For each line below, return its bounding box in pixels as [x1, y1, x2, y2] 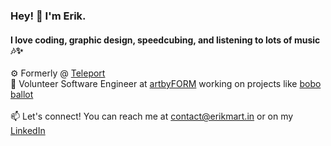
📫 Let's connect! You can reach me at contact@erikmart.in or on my [10, 110, 294, 123]
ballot [10, 89, 34, 101]
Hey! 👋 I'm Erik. [10, 9, 87, 23]
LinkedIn [10, 125, 46, 137]
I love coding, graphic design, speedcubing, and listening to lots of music [10, 34, 321, 46]
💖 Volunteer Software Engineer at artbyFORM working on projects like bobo [10, 78, 322, 90]
